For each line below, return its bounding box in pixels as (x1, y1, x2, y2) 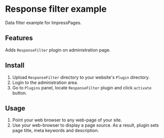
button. (12, 90, 27, 96)
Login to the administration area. (12, 80, 78, 85)
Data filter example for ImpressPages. (5, 20, 82, 26)
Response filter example (5, 3, 107, 15)
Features (5, 34, 33, 42)
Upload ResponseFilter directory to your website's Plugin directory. (12, 74, 150, 80)
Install (5, 61, 25, 70)
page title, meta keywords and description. (12, 128, 99, 134)
